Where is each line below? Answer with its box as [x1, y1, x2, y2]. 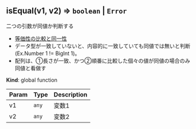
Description [53, 90, 88, 98]
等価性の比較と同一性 [14, 35, 67, 42]
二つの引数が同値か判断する [6, 22, 74, 30]
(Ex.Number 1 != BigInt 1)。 [14, 50, 81, 57]
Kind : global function [6, 76, 58, 83]
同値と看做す [14, 64, 46, 72]
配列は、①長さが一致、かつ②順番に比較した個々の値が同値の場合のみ [14, 57, 191, 64]
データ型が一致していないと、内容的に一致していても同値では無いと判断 [14, 42, 191, 49]
